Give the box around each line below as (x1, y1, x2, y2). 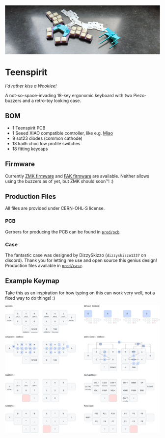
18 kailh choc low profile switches (12, 140, 81, 146)
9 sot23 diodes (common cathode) (12, 135, 82, 141)
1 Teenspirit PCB (12, 125, 46, 130)
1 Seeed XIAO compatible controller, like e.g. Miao (12, 130, 113, 136)
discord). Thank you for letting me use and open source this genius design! (5, 257, 157, 263)
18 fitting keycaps (12, 146, 48, 152)
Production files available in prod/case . (5, 262, 83, 268)
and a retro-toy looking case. (22, 98, 81, 103)
